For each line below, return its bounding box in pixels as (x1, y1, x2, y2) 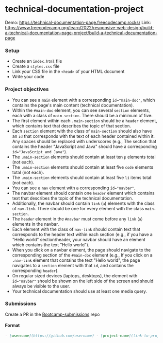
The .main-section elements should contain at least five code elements (12, 164, 154, 170)
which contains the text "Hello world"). (12, 242, 90, 248)
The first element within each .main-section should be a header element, (12, 118, 158, 124)
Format (5, 323, 20, 328)
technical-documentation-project (5, 3, 144, 15)
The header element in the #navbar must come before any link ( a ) (12, 216, 143, 222)
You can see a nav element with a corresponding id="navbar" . (12, 185, 136, 191)
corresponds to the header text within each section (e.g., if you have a (12, 231, 153, 237)
